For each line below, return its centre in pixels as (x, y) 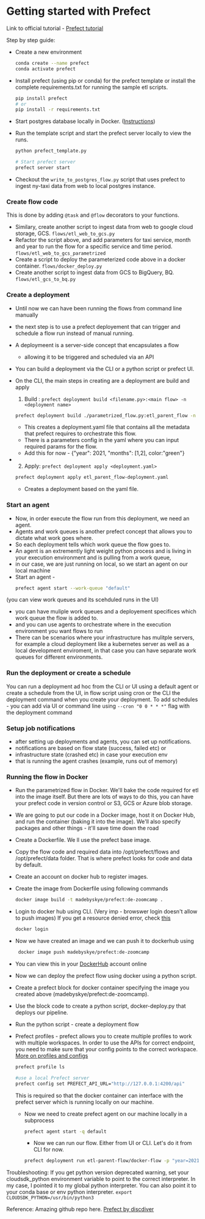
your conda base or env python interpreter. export (69, 1192)
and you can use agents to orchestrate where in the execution (93, 625)
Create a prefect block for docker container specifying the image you (102, 988)
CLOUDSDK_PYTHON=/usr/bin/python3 (50, 1198)
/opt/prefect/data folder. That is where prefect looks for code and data (104, 858)
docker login (32, 929)
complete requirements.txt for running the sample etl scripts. (92, 87)
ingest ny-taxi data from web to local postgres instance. (85, 186)
